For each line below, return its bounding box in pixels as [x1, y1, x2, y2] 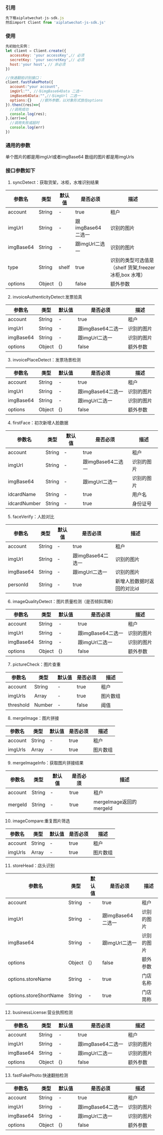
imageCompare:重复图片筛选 [12, 818, 70, 824]
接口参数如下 [5, 167, 36, 174]
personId [8, 581, 29, 588]
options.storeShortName [8, 992, 64, 999]
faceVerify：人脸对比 [12, 514, 55, 519]
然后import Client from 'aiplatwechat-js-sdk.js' [5, 20, 106, 25]
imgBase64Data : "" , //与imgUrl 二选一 [10, 93, 81, 98]
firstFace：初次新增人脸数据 [12, 420, 69, 426]
